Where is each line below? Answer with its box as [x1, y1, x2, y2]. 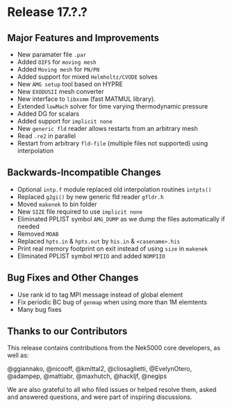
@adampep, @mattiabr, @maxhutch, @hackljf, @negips [7, 372, 167, 380]
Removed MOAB [17, 229, 59, 237]
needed [17, 222, 40, 230]
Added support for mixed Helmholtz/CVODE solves [17, 72, 158, 81]
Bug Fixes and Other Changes [7, 272, 139, 284]
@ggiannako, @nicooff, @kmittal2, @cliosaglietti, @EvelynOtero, [7, 365, 192, 373]
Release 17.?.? [7, 4, 88, 20]
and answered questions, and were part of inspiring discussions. [7, 393, 192, 401]
